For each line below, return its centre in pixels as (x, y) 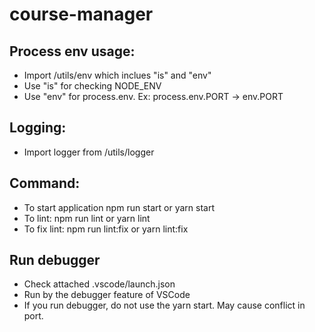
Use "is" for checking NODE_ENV (92, 86)
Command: (45, 183)
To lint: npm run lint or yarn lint (87, 218)
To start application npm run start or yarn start (119, 207)
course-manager (81, 14)
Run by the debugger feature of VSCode (107, 295)
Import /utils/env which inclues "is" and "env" (117, 75)
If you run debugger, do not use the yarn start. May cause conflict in (164, 305)
